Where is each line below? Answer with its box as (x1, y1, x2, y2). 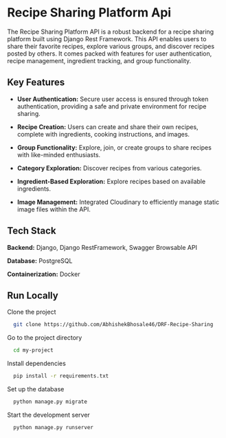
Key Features (7, 77, 65, 89)
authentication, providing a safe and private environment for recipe (16, 102, 207, 111)
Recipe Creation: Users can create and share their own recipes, (16, 122, 199, 131)
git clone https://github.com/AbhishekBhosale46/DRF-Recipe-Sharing (13, 321, 214, 328)
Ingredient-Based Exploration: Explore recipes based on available (16, 177, 206, 185)
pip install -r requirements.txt (13, 373, 109, 380)
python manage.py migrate (13, 398, 88, 405)
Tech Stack (7, 225, 56, 237)
